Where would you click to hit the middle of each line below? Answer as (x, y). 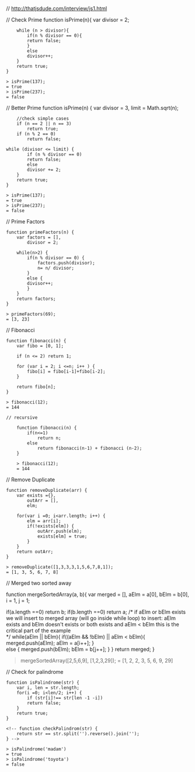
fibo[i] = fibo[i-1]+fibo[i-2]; (67, 371)
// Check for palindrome (35, 672)
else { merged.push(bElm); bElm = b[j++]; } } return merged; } (80, 649)
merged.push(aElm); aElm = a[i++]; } (50, 643)
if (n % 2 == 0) (36, 134)
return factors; (36, 299)
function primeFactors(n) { (40, 232)
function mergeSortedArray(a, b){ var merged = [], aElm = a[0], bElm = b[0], (98, 594)
